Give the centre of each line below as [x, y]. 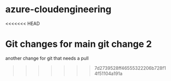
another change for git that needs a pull [47, 58]
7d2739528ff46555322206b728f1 [130, 68]
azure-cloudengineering [58, 9]
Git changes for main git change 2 [79, 44]
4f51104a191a [109, 73]
